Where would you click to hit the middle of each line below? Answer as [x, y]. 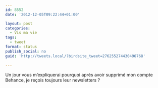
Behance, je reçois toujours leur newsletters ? [53, 80]
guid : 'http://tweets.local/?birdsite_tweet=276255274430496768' [75, 56]
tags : [11, 37]
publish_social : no [26, 51]
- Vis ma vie [23, 33]
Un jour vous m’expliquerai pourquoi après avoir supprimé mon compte [79, 74]
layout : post [19, 23]
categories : [18, 28]
